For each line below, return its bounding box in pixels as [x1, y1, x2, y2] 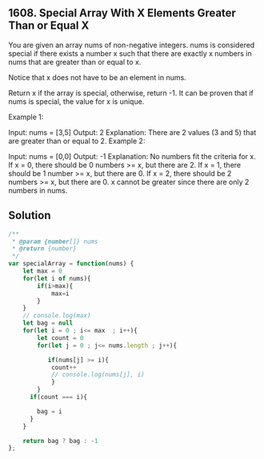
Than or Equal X [8, 19, 90, 33]
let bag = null [22, 319, 74, 327]
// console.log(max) [22, 312, 91, 320]
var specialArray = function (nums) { [8, 260, 134, 268]
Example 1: [8, 112, 44, 122]
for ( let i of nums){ [22, 274, 91, 282]
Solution [8, 209, 51, 222]
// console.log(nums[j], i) [50, 371, 146, 379]
